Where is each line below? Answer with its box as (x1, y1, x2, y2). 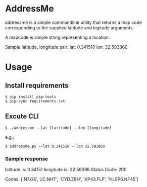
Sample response (5, 155, 49, 162)
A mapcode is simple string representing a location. (5, 34, 110, 40)
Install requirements (5, 81, 69, 90)
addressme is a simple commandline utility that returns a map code (5, 19, 142, 25)
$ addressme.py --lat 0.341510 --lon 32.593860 (5, 144, 105, 149)
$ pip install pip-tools (5, 94, 56, 99)
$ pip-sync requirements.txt (5, 98, 65, 103)
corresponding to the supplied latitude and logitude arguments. (5, 24, 134, 30)
